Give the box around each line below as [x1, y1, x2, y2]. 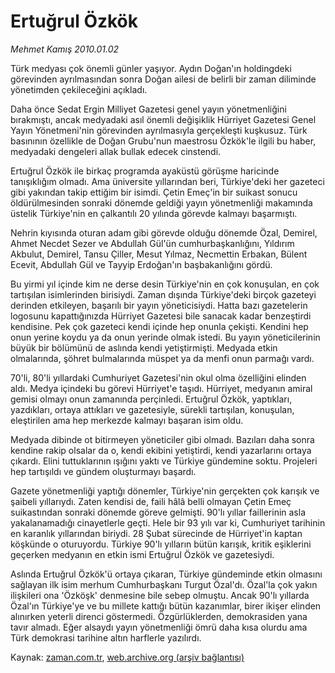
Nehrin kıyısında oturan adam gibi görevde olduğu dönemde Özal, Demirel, [10, 226, 318, 239]
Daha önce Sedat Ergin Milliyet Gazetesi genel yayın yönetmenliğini [10, 103, 287, 115]
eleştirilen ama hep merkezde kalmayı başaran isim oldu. [10, 414, 244, 426]
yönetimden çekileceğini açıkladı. [10, 83, 148, 95]
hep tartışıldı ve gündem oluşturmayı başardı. [10, 465, 197, 477]
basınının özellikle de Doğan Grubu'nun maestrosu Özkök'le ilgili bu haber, [10, 135, 317, 147]
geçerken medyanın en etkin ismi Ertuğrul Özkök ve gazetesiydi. [10, 548, 275, 560]
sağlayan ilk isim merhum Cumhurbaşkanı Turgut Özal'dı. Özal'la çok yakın [10, 578, 318, 590]
